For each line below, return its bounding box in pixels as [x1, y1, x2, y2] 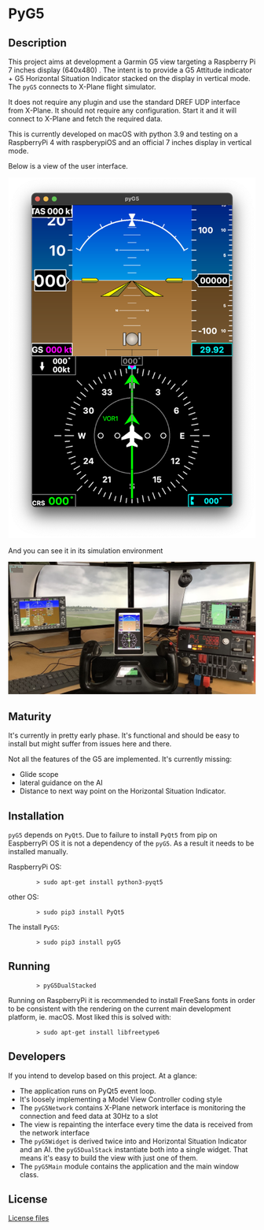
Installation [8, 809, 64, 823]
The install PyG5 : [8, 922, 60, 931]
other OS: [8, 892, 39, 901]
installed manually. [8, 846, 68, 856]
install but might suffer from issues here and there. [8, 739, 172, 749]
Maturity [8, 710, 52, 723]
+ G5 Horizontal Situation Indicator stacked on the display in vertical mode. [8, 74, 251, 83]
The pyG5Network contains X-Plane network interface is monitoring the [19, 1102, 246, 1112]
